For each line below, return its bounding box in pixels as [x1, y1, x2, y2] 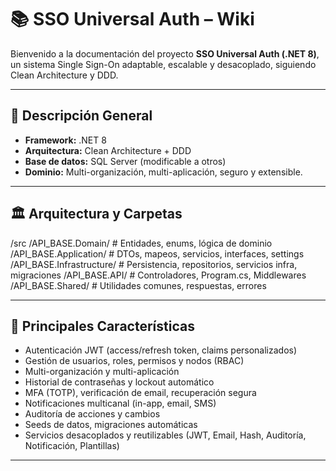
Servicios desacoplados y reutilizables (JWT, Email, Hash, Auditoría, [24, 429, 307, 441]
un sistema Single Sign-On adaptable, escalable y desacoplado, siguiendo [10, 58, 317, 70]
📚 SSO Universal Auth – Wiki [10, 8, 255, 31]
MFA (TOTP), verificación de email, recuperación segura [24, 387, 257, 399]
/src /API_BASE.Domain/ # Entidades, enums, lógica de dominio [10, 237, 273, 249]
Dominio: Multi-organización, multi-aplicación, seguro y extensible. [24, 166, 303, 178]
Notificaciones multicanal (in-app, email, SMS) [24, 397, 217, 410]
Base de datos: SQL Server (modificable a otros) [24, 155, 227, 167]
